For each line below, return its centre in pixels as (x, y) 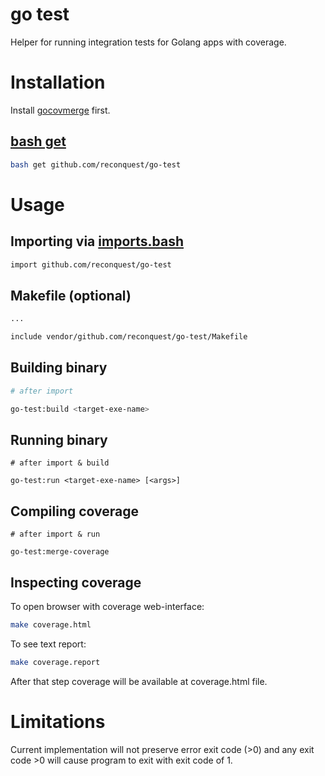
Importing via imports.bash (97, 241)
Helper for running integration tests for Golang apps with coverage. (148, 42)
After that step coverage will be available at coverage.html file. (139, 681)
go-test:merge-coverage (60, 552)
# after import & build (60, 463)
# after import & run (55, 534)
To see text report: (48, 644)
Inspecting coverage (76, 582)
